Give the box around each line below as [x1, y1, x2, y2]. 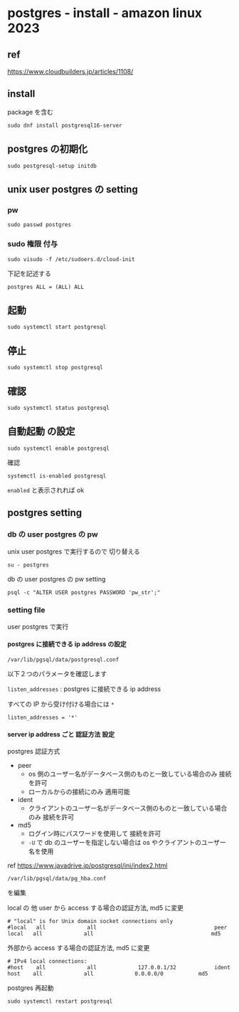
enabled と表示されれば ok [7, 485, 85, 494]
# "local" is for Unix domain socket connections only [7, 918, 174, 925]
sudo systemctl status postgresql [7, 404, 110, 412]
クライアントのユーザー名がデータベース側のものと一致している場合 [28, 804, 228, 813]
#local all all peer [7, 924, 228, 932]
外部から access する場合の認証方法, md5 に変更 [7, 944, 150, 952]
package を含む [7, 107, 53, 116]
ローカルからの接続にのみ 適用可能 [28, 788, 130, 796]
